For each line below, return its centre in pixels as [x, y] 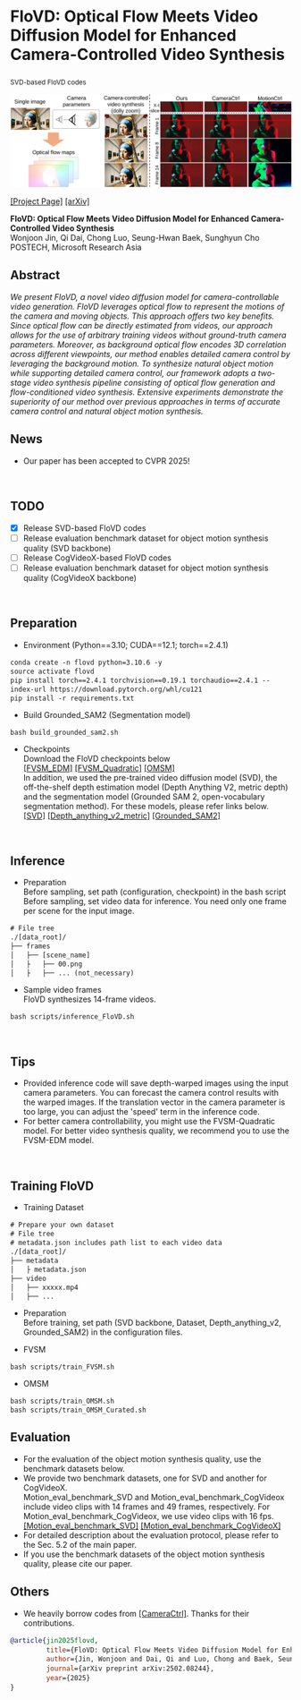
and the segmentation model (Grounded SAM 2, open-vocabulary [144, 796]
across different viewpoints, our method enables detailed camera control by [150, 354]
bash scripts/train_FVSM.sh [63, 1367]
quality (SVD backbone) [67, 548]
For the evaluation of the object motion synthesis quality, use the [142, 1459]
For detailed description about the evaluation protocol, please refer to [151, 1535]
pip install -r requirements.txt [72, 698]
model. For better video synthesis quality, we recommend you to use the [156, 1131]
